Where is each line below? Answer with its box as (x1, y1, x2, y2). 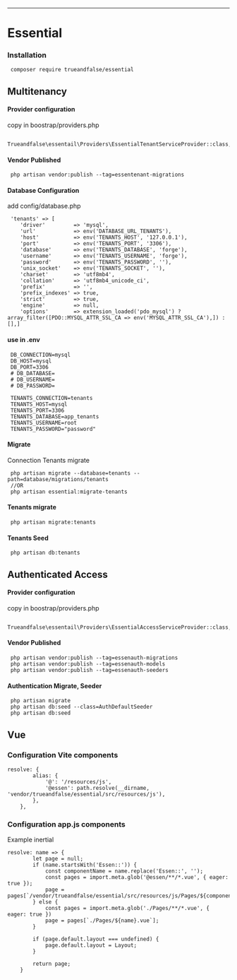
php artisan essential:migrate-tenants (10, 488, 128, 495)
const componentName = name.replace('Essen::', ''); (44, 868, 203, 875)
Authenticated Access (7, 568, 108, 580)
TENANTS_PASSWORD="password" (10, 425, 97, 432)
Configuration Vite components (7, 750, 119, 760)
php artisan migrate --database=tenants (10, 469, 131, 477)
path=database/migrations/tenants (7, 476, 109, 483)
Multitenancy (7, 85, 67, 98)
